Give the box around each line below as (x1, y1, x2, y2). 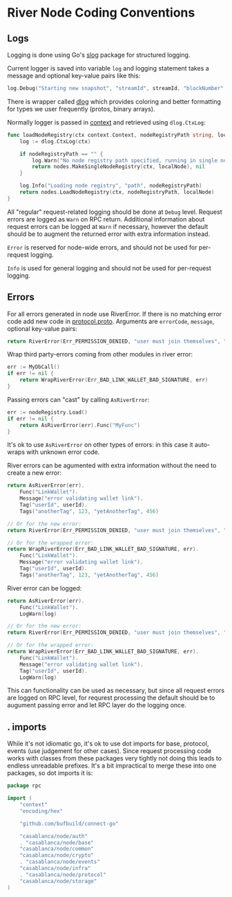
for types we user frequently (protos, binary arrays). (7, 105, 155, 113)
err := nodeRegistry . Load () (7, 408, 88, 416)
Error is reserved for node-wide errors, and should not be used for (7, 243, 197, 251)
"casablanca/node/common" (19, 846, 95, 853)
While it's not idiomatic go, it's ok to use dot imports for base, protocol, (7, 739, 209, 748)
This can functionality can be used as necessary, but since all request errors (7, 687, 225, 695)
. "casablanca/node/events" (19, 858, 100, 866)
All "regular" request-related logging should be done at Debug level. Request (7, 208, 222, 216)
